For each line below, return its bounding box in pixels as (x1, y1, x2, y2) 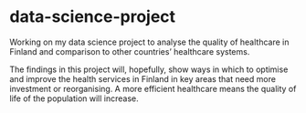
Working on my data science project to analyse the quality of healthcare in (9, 36, 290, 47)
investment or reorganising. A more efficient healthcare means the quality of (9, 83, 297, 94)
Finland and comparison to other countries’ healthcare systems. (9, 46, 250, 56)
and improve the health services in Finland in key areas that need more (9, 73, 277, 84)
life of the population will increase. (9, 93, 139, 104)
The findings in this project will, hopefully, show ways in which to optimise (9, 64, 289, 75)
